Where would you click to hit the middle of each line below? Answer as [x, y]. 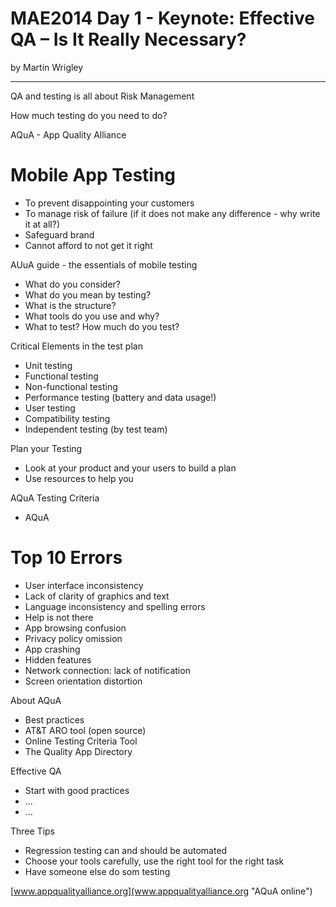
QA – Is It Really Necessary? [128, 39]
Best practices [54, 719]
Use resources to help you [79, 478]
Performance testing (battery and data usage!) [120, 397]
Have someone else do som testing [97, 871]
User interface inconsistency [84, 585]
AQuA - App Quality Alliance [68, 134]
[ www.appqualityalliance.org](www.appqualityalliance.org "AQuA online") [161, 891]
